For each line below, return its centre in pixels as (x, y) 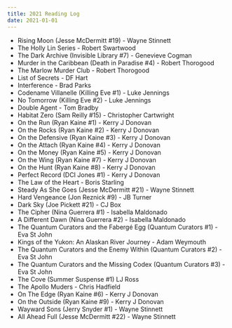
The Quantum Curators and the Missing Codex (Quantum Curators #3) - (121, 264)
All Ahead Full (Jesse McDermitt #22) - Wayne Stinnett (97, 316)
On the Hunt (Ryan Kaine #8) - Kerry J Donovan (86, 167)
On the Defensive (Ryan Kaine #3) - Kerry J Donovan (94, 137)
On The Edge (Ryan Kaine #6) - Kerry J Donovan (88, 294)
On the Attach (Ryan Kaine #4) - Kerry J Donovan (89, 145)
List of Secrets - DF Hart (53, 77)
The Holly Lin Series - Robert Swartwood (77, 48)
